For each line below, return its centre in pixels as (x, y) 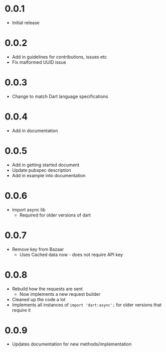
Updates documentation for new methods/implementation (72, 344)
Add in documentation (35, 131)
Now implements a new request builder (60, 294)
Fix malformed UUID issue (39, 62)
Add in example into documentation (49, 175)
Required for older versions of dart (55, 215)
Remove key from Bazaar (38, 249)
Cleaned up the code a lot (39, 299)
